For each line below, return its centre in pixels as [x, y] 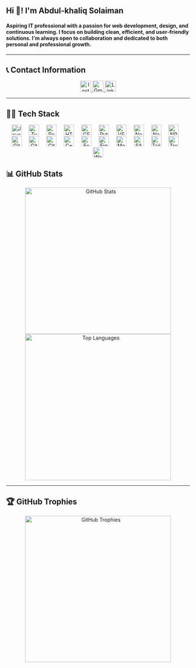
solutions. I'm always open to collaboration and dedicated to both [87, 38]
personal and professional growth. [49, 44]
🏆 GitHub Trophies [42, 502]
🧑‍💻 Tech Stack [33, 114]
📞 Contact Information [46, 70]
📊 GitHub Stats [34, 174]
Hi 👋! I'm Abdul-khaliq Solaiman [65, 11]
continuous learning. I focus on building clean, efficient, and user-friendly [98, 32]
